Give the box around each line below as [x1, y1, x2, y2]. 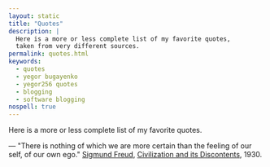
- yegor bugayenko [15, 73, 79, 81]
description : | [8, 27, 60, 35]
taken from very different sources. [15, 42, 140, 51]
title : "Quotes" [8, 20, 63, 28]
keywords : [8, 58, 42, 66]
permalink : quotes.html [8, 50, 89, 58]
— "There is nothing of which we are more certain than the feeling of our [8, 141, 252, 151]
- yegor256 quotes [15, 80, 79, 88]
